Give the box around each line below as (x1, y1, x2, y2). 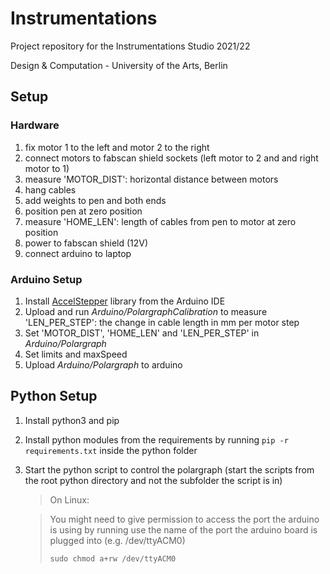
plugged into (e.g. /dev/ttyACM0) (49, 534, 186, 546)
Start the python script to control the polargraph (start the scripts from (24, 463, 315, 476)
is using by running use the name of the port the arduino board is (49, 523, 318, 536)
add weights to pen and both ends (24, 194, 167, 206)
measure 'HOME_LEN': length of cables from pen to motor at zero (24, 215, 297, 227)
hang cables (24, 183, 77, 196)
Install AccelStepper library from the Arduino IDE (24, 295, 226, 307)
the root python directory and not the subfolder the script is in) (24, 474, 283, 486)
